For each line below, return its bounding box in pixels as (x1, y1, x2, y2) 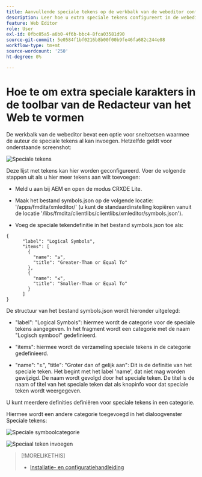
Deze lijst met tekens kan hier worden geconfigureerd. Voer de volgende (6, 167, 186, 174)
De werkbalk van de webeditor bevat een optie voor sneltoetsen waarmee (6, 130, 189, 138)
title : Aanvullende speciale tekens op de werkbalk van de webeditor (6, 8, 185, 15)
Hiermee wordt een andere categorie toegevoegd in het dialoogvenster (6, 410, 183, 417)
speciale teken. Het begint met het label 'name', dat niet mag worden (14, 368, 185, 375)
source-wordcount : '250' (6, 48, 69, 54)
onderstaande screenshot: (6, 143, 72, 151)
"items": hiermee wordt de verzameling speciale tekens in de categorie (14, 343, 191, 350)
